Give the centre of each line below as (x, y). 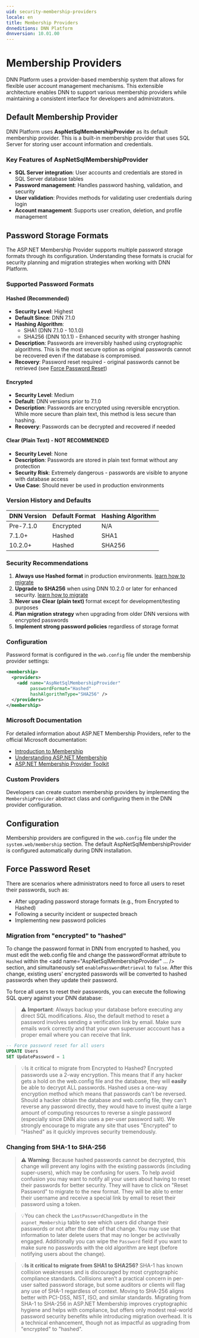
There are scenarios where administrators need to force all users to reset (96, 883)
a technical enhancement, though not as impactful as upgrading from (105, 1323)
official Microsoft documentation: (47, 739)
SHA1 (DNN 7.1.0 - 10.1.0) (53, 330)
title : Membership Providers (42, 23)
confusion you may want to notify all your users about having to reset (105, 1179)
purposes (26, 607)
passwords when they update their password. (62, 980)
